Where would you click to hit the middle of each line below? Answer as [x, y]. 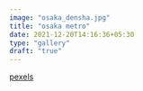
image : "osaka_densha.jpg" [60, 18]
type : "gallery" [40, 43]
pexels [22, 77]
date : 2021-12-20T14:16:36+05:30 [72, 34]
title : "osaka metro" [50, 26]
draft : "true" [36, 51]
